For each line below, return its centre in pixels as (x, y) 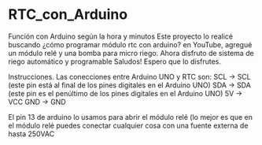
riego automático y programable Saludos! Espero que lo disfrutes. (115, 61)
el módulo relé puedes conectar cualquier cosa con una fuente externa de (128, 125)
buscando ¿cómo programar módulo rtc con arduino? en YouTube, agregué (130, 44)
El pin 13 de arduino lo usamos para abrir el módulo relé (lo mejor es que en (131, 117)
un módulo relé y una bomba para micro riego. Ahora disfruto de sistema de (131, 53)
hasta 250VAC (31, 134)
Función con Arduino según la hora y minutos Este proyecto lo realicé (121, 36)
